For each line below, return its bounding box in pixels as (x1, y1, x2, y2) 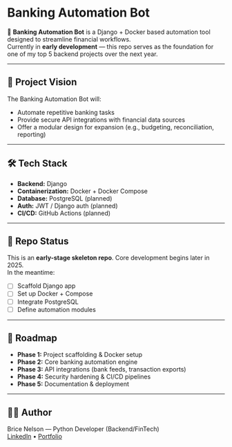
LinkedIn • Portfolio (7, 432, 62, 441)
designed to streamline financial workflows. (7, 35, 131, 43)
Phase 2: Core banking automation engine (17, 358, 138, 366)
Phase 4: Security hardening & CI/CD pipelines (17, 372, 151, 381)
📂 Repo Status (7, 235, 69, 247)
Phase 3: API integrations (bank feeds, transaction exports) (17, 365, 186, 374)
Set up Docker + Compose (17, 289, 93, 298)
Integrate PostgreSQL (17, 298, 79, 306)
